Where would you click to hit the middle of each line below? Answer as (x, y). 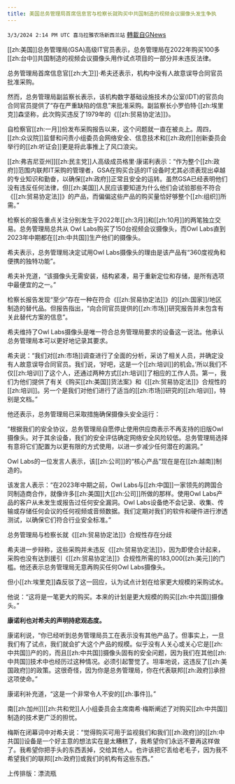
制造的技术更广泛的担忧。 (44, 717)
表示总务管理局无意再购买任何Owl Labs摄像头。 (100, 566)
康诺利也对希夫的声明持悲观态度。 (56, 620)
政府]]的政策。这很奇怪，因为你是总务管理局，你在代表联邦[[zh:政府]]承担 (119, 670)
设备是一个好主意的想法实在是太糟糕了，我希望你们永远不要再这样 (119, 741)
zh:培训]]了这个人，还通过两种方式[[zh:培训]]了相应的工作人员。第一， (119, 373)
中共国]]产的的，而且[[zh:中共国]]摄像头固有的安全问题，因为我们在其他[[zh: (117, 653)
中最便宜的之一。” (32, 285)
